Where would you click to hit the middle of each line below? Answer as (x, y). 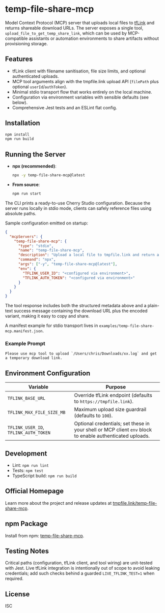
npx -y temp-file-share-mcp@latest (49, 175)
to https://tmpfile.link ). (104, 401)
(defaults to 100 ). (93, 416)
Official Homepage (34, 491)
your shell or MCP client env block (113, 430)
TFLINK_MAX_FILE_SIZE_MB (37, 413)
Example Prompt (25, 343)
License (17, 594)
